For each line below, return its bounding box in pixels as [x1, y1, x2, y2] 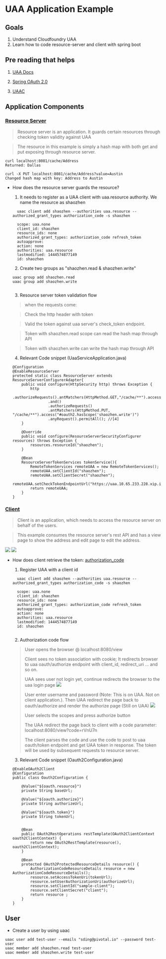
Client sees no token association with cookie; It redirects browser [24, 656, 159, 662]
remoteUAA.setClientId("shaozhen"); [30, 468, 106, 473]
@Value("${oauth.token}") [21, 809, 75, 815]
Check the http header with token [24, 311, 93, 317]
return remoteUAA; [30, 486, 68, 491]
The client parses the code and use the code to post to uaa [24, 737, 146, 743]
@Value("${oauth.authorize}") [21, 797, 84, 802]
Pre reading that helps [5, 56, 75, 64]
